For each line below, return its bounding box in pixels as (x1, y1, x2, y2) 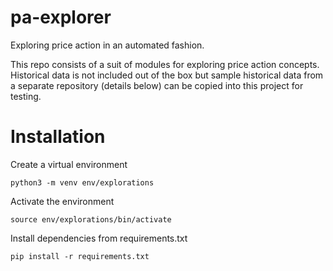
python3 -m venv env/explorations (10, 177, 155, 188)
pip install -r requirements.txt (10, 251, 150, 261)
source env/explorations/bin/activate (10, 214, 172, 225)
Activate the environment (10, 195, 115, 207)
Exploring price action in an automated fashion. (10, 39, 205, 51)
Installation (10, 126, 106, 148)
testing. (10, 90, 42, 102)
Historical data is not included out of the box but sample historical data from (10, 69, 324, 81)
